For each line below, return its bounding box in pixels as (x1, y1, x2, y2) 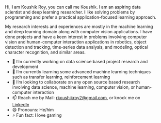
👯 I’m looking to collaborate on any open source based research (12, 79, 140, 85)
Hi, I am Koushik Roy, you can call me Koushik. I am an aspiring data (5, 4, 141, 10)
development (12, 64, 39, 69)
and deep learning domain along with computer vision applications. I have (5, 29, 153, 34)
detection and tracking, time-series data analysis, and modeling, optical (5, 44, 148, 50)
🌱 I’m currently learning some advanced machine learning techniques (12, 69, 151, 74)
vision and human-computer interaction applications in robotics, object (5, 39, 147, 45)
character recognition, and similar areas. (5, 49, 86, 55)
